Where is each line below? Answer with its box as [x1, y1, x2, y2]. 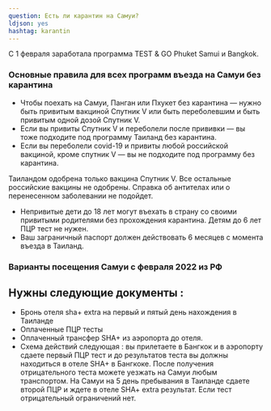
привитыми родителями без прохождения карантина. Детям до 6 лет [19, 215, 261, 225]
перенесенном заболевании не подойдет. [8, 191, 154, 201]
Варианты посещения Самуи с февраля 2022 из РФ [8, 261, 222, 272]
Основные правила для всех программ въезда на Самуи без [8, 70, 261, 81]
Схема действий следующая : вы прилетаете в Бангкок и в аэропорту [19, 341, 264, 352]
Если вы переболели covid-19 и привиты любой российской [19, 141, 229, 150]
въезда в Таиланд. [19, 240, 85, 251]
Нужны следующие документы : [8, 286, 184, 299]
